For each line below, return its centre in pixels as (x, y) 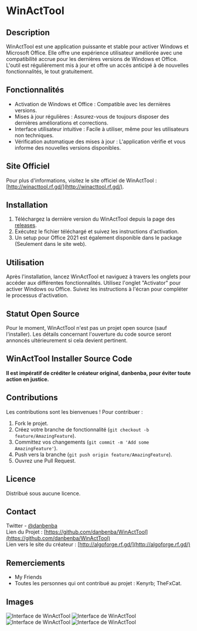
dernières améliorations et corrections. (61, 123)
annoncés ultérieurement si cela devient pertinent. (67, 340)
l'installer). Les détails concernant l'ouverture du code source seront (89, 334)
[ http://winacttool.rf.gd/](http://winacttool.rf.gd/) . (65, 187)
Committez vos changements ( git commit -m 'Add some (82, 442)
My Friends (28, 577)
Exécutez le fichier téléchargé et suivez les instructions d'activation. (97, 232)
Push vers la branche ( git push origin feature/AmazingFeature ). (93, 454)
